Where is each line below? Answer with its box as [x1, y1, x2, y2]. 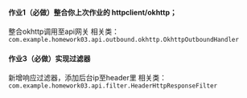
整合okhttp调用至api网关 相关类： [8, 27, 119, 36]
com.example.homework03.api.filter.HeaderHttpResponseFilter [8, 82, 218, 90]
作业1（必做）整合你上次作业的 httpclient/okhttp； [8, 7, 177, 17]
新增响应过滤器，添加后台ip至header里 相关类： [8, 73, 167, 83]
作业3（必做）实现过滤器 [8, 53, 91, 63]
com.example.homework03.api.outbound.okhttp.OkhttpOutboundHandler [8, 36, 240, 44]
